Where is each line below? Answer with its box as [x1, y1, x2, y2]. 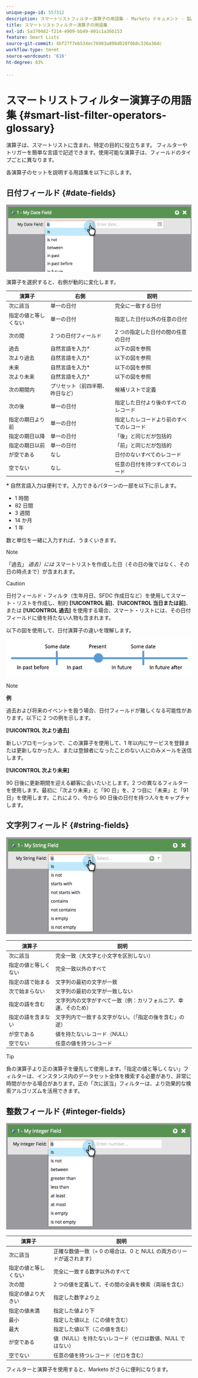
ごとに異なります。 [11, 157, 58, 164]
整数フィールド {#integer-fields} [6, 1106, 126, 1116]
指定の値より [8, 1290, 40, 1297]
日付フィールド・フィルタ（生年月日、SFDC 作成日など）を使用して [6, 592, 171, 599]
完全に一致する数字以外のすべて [53, 1267, 131, 1275]
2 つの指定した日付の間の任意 [114, 328, 187, 335]
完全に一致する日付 [114, 302, 162, 310]
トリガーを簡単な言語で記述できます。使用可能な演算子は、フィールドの [6, 149, 181, 156]
